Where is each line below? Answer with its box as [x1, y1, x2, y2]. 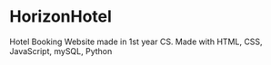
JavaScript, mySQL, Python [9, 45, 113, 56]
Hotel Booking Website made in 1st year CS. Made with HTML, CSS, [9, 36, 263, 47]
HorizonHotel [9, 6, 112, 27]
